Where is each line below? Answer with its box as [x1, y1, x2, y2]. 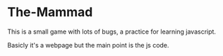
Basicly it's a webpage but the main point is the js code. [7, 41, 169, 49]
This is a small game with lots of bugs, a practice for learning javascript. [7, 27, 217, 36]
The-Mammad [7, 4, 93, 20]
